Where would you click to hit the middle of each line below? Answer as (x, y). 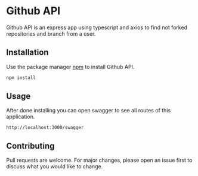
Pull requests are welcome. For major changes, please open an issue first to (99, 160)
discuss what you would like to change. (55, 166)
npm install (21, 78)
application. (21, 117)
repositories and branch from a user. (51, 33)
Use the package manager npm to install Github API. (70, 67)
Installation (27, 53)
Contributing (30, 146)
